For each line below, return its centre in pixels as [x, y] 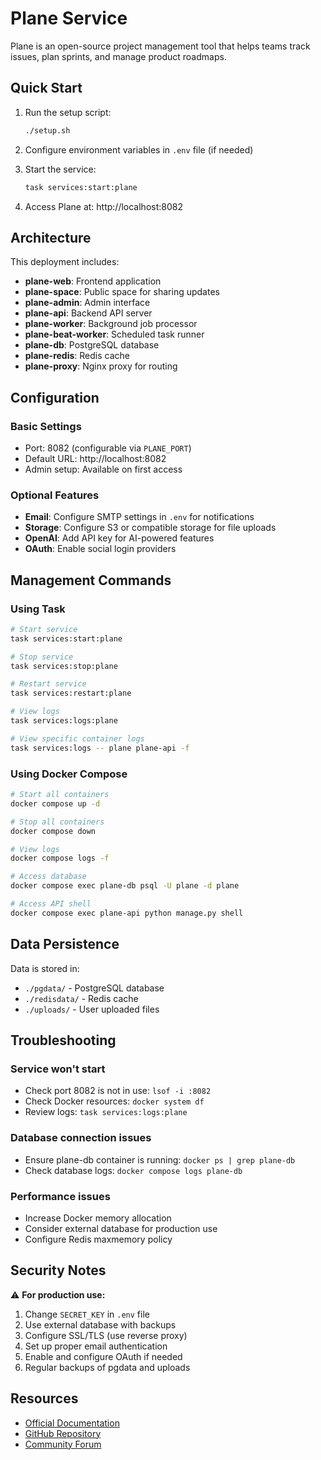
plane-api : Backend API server [88, 313]
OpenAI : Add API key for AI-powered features [119, 538]
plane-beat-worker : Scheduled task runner [114, 334]
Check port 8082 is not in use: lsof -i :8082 [118, 1091]
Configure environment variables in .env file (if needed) [139, 149]
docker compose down [53, 831]
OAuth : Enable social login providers [100, 549]
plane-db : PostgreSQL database [92, 345]
